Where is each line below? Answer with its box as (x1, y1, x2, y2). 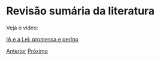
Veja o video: (6, 24, 39, 31)
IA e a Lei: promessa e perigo (6, 35, 79, 43)
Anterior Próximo (6, 47, 48, 55)
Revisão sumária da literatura (6, 4, 155, 18)
